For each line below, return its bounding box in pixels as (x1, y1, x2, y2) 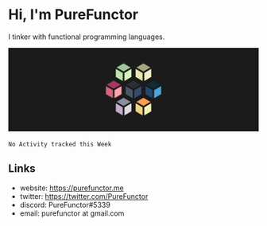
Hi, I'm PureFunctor (8, 6, 139, 24)
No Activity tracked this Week (8, 140, 112, 148)
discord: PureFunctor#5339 (19, 200, 111, 209)
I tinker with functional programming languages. (8, 32, 165, 41)
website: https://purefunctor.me (19, 183, 125, 193)
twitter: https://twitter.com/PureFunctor (19, 191, 149, 201)
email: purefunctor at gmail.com (19, 208, 125, 218)
